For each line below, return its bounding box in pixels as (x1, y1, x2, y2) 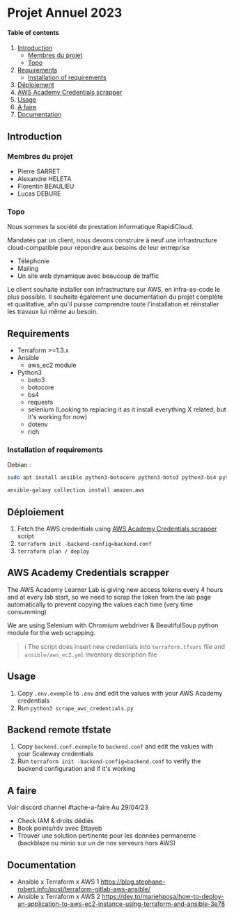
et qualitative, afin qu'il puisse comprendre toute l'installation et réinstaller (7, 300, 219, 308)
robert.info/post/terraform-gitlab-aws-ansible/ (17, 885, 151, 893)
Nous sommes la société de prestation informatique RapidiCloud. (7, 223, 194, 231)
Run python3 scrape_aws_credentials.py (17, 703, 134, 712)
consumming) (7, 607, 47, 616)
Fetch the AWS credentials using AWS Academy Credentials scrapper (17, 524, 217, 533)
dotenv (27, 420, 49, 429)
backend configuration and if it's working (17, 765, 136, 773)
